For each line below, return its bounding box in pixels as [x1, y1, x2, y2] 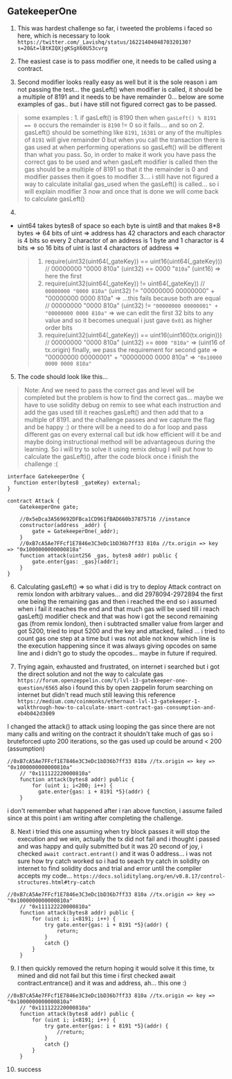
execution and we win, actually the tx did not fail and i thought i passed [17, 835, 220, 843]
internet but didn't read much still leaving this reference [17, 690, 176, 699]
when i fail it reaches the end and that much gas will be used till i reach [17, 604, 220, 613]
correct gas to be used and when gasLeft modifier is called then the [24, 158, 218, 166]
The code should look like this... [17, 372, 109, 380]
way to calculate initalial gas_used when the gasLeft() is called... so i [24, 180, 220, 188]
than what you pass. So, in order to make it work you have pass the [24, 150, 216, 158]
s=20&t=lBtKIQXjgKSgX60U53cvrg [17, 44, 108, 51]
